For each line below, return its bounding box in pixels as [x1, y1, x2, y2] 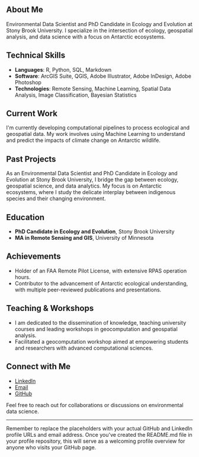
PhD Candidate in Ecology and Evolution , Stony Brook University [14, 228, 175, 235]
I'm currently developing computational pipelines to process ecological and [6, 124, 190, 131]
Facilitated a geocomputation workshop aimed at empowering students [14, 338, 189, 345]
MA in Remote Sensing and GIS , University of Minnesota [14, 234, 154, 242]
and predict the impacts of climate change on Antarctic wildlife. [6, 137, 161, 144]
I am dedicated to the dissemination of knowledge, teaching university [14, 319, 187, 326]
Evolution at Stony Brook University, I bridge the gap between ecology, [6, 176, 179, 183]
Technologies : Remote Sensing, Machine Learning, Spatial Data [14, 85, 171, 92]
